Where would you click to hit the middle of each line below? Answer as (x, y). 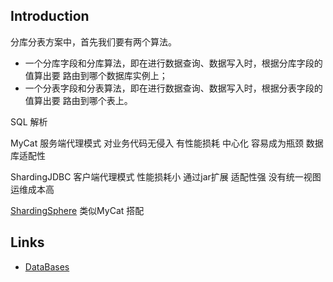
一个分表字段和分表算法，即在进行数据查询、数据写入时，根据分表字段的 (173, 88)
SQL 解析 (29, 121)
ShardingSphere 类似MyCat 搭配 (77, 210)
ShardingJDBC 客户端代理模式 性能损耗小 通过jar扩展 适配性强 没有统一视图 (166, 176)
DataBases (47, 266)
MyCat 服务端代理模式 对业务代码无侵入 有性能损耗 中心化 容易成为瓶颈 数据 (167, 143)
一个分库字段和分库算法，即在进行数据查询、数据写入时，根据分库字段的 (173, 63)
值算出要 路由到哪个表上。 (78, 100)
